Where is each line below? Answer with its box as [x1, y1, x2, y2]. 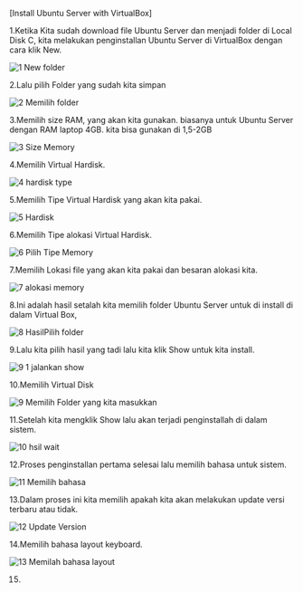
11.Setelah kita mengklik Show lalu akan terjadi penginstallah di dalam [9, 415, 268, 425]
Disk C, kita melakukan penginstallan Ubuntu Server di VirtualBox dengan [9, 35, 283, 45]
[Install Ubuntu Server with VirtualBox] [9, 8, 152, 18]
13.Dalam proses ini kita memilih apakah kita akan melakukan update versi [9, 494, 285, 505]
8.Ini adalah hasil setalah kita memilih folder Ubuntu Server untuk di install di [9, 300, 294, 310]
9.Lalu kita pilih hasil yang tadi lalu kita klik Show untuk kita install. [9, 344, 255, 355]
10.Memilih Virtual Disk [9, 379, 94, 390]
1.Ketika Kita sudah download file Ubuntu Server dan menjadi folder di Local [9, 25, 292, 35]
